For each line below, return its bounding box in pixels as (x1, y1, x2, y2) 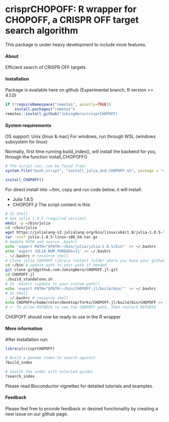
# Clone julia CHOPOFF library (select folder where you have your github (5, 258, 165, 263)
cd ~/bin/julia (5, 225, 37, 230)
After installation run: (5, 336, 49, 343)
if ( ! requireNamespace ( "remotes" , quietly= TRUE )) (5, 102, 112, 107)
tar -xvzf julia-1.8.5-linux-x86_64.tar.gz (5, 235, 98, 240)
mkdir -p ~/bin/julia (5, 220, 51, 226)
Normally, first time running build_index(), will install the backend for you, (5, 148, 157, 154)
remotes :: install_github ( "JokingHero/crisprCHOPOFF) (5, 112, 118, 117)
